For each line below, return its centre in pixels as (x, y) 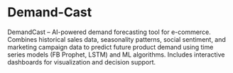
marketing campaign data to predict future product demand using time (110, 47)
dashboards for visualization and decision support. (82, 62)
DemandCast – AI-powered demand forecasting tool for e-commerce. (109, 32)
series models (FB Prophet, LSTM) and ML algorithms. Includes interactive (116, 55)
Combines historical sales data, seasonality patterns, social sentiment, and (116, 39)
